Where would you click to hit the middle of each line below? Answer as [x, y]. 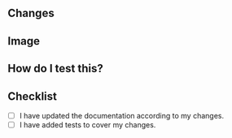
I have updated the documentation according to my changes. [122, 115]
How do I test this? [55, 69]
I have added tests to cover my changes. [88, 125]
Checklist [33, 96]
